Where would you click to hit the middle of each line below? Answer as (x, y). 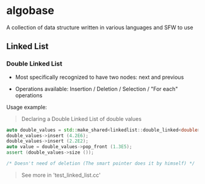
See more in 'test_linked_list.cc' (61, 175)
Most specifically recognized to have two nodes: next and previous (99, 77)
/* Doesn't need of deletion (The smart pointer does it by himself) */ (101, 163)
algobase (31, 11)
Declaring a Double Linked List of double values (81, 118)
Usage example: (27, 107)
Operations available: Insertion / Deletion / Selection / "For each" (96, 89)
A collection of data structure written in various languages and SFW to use (100, 27)
